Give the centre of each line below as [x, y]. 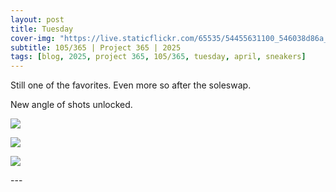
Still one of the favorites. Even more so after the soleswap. [131, 85]
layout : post [37, 19]
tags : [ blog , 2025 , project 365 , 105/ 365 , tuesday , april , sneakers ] [158, 57]
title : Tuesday [42, 29]
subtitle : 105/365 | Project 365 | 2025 [96, 47]
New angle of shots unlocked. [71, 105]
